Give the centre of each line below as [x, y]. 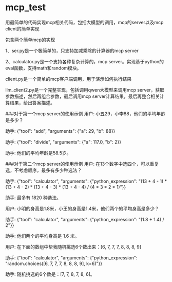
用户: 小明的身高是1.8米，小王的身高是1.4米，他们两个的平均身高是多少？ [82, 208]
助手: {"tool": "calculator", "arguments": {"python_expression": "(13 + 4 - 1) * [86, 181]
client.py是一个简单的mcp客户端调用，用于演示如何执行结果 [69, 79]
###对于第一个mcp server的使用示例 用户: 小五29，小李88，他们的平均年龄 [85, 113]
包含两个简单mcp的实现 [30, 40]
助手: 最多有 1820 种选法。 [33, 198]
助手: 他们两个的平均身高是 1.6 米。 [42, 236]
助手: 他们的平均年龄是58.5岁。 [38, 153]
